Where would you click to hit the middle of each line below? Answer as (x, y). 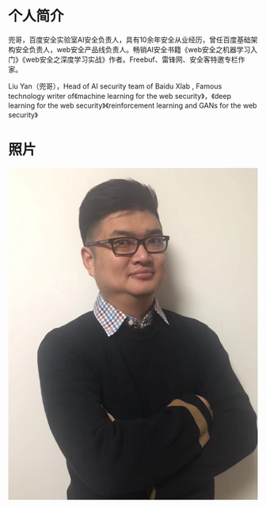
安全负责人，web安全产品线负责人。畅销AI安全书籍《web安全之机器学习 (133, 49)
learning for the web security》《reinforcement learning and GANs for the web (133, 105)
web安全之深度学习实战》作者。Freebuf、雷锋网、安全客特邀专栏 (132, 59)
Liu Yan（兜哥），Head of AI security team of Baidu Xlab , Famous (115, 86)
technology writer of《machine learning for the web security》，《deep (120, 96)
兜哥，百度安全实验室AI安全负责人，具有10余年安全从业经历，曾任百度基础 (129, 40)
